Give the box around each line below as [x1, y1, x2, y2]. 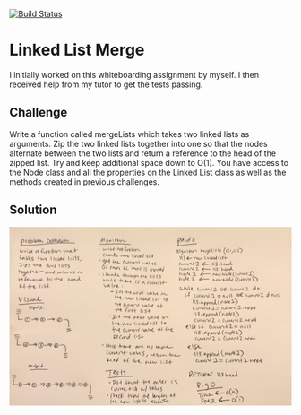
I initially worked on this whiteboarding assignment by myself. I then [9, 69, 260, 80]
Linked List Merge [9, 40, 145, 60]
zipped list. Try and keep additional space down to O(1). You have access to [9, 157, 289, 168]
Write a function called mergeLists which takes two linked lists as [9, 128, 250, 139]
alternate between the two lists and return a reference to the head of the [9, 148, 276, 159]
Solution [9, 203, 57, 218]
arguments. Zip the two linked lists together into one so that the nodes [9, 138, 269, 149]
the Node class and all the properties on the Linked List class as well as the [9, 167, 287, 177]
